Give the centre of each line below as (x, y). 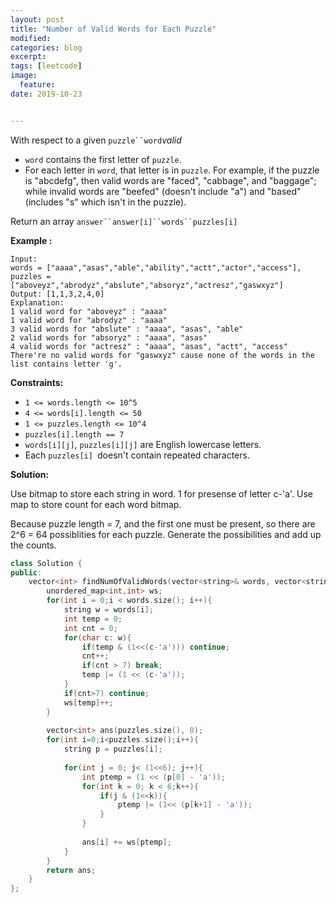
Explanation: (37, 302)
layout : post (37, 19)
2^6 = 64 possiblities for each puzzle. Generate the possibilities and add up (166, 534)
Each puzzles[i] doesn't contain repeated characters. (137, 455)
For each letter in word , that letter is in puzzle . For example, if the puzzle (172, 170)
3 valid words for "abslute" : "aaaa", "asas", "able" (127, 329)
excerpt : (28, 57)
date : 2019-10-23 (46, 94)
